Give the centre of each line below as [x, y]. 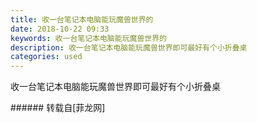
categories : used [46, 57]
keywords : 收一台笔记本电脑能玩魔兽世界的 [88, 38]
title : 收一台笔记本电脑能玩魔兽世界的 [82, 19]
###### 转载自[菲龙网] [58, 108]
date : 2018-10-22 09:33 [60, 29]
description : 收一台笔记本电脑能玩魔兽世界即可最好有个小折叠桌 [129, 47]
